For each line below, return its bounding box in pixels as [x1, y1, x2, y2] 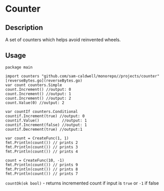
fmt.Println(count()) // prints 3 [5, 144, 78, 149]
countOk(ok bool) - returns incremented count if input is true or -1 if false [5, 180, 159, 186]
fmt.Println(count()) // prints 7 [5, 171, 78, 176]
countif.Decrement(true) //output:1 [5, 127, 83, 132]
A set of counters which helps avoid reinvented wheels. [5, 36, 121, 43]
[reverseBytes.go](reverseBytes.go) [5, 78, 83, 83]
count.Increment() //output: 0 [5, 87, 71, 92]
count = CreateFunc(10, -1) [5, 158, 65, 163]
